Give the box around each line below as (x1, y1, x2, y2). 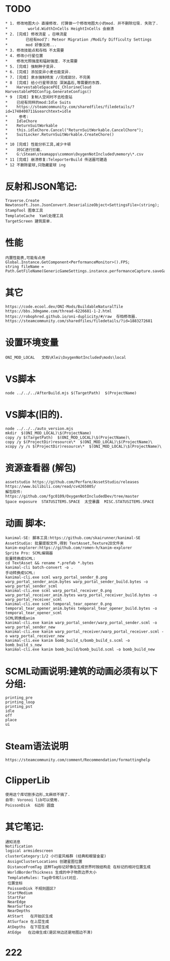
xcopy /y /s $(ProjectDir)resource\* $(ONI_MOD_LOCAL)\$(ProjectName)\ (5, 444, 162, 449)
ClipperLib (5, 774, 50, 786)
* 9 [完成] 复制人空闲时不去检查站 (5, 95, 72, 100)
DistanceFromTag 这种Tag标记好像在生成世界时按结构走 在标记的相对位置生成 (7, 864, 151, 870)
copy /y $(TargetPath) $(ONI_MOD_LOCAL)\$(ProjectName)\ (5, 435, 130, 440)
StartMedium (7, 890, 33, 896)
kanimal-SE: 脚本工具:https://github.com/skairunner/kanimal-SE (5, 536, 141, 541)
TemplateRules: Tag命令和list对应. (7, 875, 79, 881)
